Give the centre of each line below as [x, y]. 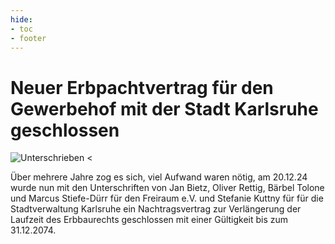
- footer [28, 38]
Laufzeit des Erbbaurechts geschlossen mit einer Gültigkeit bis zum [149, 220]
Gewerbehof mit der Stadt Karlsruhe [164, 108]
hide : [21, 19]
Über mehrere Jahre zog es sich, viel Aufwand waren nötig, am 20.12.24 [159, 177]
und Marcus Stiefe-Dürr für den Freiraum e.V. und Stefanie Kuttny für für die [167, 198]
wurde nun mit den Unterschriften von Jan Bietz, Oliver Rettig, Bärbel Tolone [167, 188]
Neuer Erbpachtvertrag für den [142, 87]
